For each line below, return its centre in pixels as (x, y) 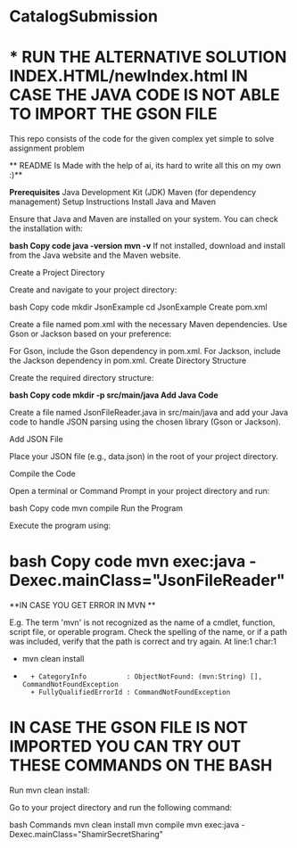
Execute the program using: (60, 526)
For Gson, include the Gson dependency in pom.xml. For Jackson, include (145, 351)
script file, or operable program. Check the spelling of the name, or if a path (148, 632)
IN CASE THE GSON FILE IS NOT (128, 728)
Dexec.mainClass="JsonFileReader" (147, 580)
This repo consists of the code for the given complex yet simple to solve (142, 139)
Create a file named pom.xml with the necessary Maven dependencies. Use (148, 325)
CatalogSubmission (84, 16)
